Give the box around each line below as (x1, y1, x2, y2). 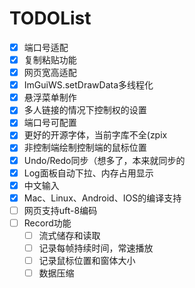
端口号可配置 (23, 117, 77, 129)
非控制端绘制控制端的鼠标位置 (23, 142, 147, 154)
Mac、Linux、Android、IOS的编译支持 (23, 192, 182, 204)
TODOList (9, 7, 92, 30)
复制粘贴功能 (23, 54, 77, 66)
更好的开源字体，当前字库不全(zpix (23, 129, 168, 141)
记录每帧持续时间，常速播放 (38, 242, 154, 254)
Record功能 (23, 217, 72, 229)
